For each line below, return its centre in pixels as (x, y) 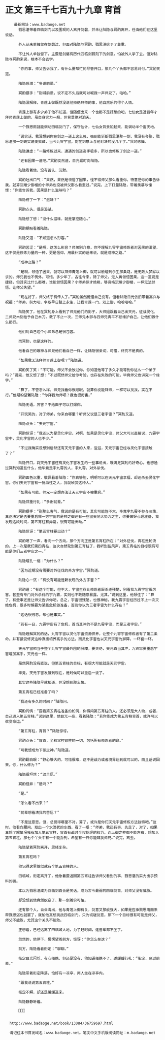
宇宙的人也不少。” (38, 439)
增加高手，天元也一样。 (29, 654)
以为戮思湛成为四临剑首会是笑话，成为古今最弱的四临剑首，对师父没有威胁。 (88, 891)
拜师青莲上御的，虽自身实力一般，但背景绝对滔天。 (49, 117)
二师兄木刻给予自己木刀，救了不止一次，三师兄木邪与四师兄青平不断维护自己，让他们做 (80, 317)
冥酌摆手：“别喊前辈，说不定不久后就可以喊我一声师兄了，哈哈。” (75, 93)
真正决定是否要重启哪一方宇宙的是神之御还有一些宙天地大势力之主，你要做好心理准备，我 (82, 517)
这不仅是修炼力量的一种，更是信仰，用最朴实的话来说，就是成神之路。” (66, 252)
